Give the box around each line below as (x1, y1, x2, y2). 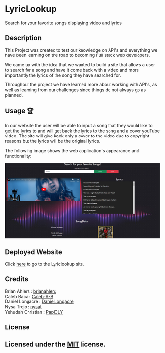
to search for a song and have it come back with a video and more (5, 67, 139, 73)
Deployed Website (5, 248, 63, 256)
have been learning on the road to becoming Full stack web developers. (5, 52, 150, 58)
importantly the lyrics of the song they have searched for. (5, 72, 121, 78)
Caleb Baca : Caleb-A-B (5, 293, 54, 299)
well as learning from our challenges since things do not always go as (5, 87, 146, 93)
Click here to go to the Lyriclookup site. (5, 261, 84, 267)
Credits (5, 275, 28, 283)
